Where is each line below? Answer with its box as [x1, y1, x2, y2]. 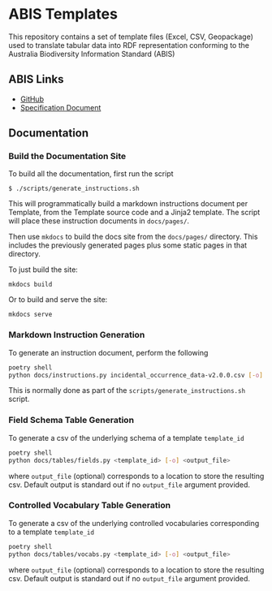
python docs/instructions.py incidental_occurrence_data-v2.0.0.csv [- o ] [8, 371, 264, 379]
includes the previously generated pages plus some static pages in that [8, 240, 248, 250]
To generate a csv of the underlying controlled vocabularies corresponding [8, 518, 260, 528]
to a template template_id [8, 527, 95, 537]
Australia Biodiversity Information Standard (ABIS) [8, 49, 175, 58]
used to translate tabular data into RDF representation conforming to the [8, 40, 250, 50]
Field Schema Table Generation [8, 415, 135, 426]
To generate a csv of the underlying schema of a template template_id [8, 433, 245, 442]
